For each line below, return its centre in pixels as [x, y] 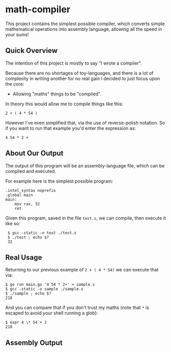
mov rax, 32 [27, 204]
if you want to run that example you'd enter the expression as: [71, 128]
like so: [13, 223]
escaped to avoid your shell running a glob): [52, 313]
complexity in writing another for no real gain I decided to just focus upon [83, 79]
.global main [19, 195]
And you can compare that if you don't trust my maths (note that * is [77, 308]
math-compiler [38, 9]
